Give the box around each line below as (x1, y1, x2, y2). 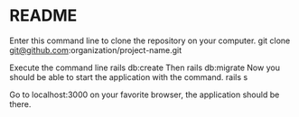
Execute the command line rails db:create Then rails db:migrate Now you (9, 62, 280, 73)
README (9, 5, 78, 26)
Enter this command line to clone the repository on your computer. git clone (9, 35, 291, 46)
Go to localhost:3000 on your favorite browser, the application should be (9, 89, 280, 100)
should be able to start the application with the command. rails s (9, 71, 248, 82)
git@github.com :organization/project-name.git (9, 44, 182, 55)
